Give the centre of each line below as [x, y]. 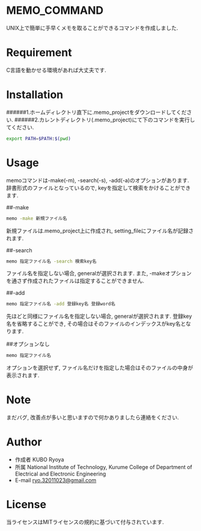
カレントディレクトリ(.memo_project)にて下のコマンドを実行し [117, 120]
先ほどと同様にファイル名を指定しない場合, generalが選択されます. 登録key [99, 316]
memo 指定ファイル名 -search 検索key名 [52, 261]
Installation [35, 95]
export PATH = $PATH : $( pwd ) [38, 138]
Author [24, 442]
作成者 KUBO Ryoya [39, 459]
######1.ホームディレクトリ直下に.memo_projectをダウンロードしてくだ [97, 112]
